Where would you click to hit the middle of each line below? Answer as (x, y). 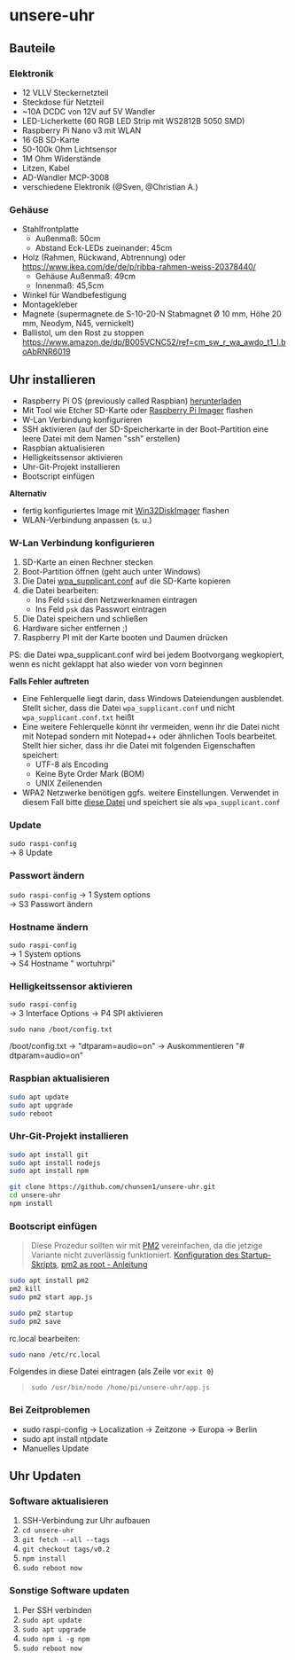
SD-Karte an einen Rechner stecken (87, 562)
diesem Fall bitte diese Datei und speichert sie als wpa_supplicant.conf (151, 803)
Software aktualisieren (59, 1501)
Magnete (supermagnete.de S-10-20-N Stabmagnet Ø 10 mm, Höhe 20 (151, 314)
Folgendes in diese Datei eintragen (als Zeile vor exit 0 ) (112, 1372)
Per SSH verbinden (57, 1609)
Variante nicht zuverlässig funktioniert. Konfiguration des (135, 1255)
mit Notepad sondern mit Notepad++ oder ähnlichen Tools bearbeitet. (149, 736)
